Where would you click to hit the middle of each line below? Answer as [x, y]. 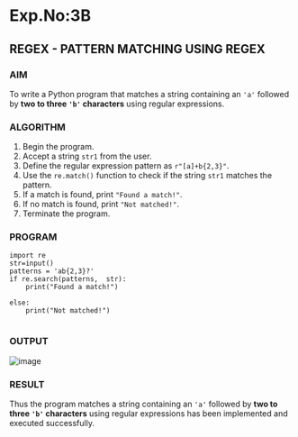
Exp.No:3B [50, 16]
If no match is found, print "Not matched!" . [101, 205]
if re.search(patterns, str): [68, 279]
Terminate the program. [66, 214]
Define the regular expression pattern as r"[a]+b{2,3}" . [126, 166]
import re [28, 256]
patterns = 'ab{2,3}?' [52, 271]
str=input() [32, 264]
